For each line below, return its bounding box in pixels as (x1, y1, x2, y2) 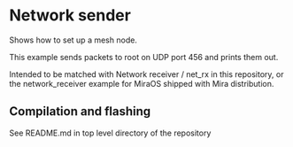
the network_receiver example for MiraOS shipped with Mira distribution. (9, 78, 274, 89)
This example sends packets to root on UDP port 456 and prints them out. (9, 51, 279, 62)
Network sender (9, 5, 131, 26)
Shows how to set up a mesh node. (9, 35, 137, 45)
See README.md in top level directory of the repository (9, 128, 212, 138)
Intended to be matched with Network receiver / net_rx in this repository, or (9, 68, 284, 80)
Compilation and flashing (9, 104, 151, 120)
